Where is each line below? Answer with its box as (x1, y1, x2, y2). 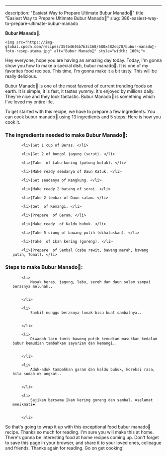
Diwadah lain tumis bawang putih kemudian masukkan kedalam (30, 336, 158, 341)
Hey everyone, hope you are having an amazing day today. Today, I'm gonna (5, 57, 162, 63)
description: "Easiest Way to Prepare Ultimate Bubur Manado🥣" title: (5, 10, 145, 15)
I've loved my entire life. (5, 99, 54, 105)
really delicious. (5, 73, 37, 79)
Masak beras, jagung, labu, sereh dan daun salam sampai (30, 279, 151, 285)
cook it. (5, 119, 21, 125)
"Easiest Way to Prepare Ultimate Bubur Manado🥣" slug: (5, 15, 120, 21)
